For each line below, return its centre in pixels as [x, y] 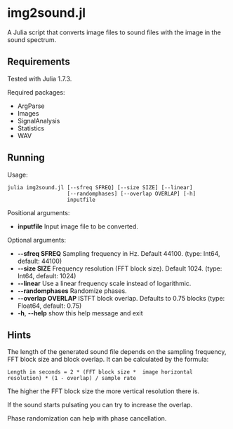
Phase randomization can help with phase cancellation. [87, 418]
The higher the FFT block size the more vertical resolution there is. [104, 391]
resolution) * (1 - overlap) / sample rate [72, 379]
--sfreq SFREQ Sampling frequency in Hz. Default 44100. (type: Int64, [119, 253]
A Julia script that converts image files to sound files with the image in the [114, 32]
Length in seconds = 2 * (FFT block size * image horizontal [100, 372]
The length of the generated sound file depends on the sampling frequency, [117, 352]
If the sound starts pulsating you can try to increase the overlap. [100, 405]
